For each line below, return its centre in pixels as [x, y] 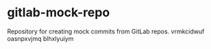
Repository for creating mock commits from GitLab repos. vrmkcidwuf [106, 31]
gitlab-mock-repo [59, 13]
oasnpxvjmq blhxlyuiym [40, 38]
